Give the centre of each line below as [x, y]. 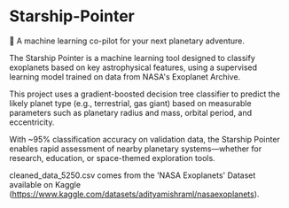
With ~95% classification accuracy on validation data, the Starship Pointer [145, 139]
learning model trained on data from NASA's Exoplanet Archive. [125, 76]
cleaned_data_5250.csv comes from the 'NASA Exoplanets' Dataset [133, 175]
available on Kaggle [45, 184]
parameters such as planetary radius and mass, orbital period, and [131, 112]
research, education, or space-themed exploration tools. [112, 158]
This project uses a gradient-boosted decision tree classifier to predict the [145, 94]
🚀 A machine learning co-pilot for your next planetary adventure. [127, 41]
